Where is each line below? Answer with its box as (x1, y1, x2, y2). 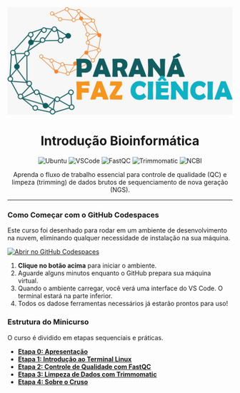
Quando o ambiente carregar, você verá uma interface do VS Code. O (17, 284, 224, 292)
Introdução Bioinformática (40, 133, 200, 149)
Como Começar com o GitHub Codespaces (7, 210, 159, 220)
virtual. (17, 277, 39, 285)
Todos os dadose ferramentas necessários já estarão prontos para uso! (17, 300, 229, 308)
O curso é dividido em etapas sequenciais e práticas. (7, 333, 164, 342)
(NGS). (109, 185, 131, 194)
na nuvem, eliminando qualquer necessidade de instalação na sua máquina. (7, 234, 231, 243)
